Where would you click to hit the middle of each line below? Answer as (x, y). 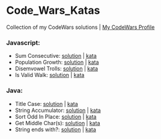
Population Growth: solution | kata (57, 62)
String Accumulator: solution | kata (58, 110)
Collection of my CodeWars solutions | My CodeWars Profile (80, 27)
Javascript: (23, 43)
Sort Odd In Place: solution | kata (56, 116)
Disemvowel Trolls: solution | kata (56, 69)
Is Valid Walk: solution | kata (50, 75)
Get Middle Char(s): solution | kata (57, 123)
